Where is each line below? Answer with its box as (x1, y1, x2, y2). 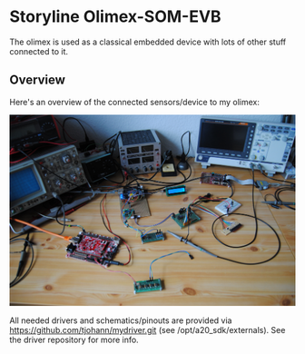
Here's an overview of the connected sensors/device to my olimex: (9, 96, 261, 107)
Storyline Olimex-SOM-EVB (9, 6, 221, 27)
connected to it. (9, 45, 68, 56)
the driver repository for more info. (9, 334, 139, 345)
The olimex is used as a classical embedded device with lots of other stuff (9, 36, 287, 47)
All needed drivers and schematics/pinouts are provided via (9, 315, 232, 326)
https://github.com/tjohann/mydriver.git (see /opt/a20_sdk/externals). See (9, 324, 286, 335)
